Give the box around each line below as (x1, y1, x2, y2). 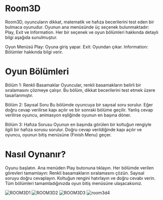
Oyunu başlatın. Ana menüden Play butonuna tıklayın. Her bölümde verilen (5, 165, 154, 170)
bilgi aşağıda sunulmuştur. (5, 34, 57, 40)
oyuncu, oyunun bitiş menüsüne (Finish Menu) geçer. (5, 132, 112, 137)
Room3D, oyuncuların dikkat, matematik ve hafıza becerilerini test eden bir (5, 19, 154, 25)
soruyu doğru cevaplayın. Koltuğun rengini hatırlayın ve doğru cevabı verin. (5, 175, 156, 181)
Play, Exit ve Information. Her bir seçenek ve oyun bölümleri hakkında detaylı (5, 29, 159, 35)
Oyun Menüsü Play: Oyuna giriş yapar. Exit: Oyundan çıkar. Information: (5, 44, 148, 50)
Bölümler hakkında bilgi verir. (5, 49, 63, 55)
